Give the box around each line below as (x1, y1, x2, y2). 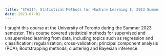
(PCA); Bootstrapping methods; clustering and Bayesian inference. (5, 45, 139, 51)
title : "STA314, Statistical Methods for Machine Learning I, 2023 (5, 7, 145, 12)
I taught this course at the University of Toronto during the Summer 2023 (5, 25, 152, 30)
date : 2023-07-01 (5, 12, 41, 16)
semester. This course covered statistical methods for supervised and (5, 30, 145, 36)
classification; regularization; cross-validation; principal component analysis (5, 40, 158, 46)
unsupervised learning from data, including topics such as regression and (5, 35, 153, 41)
